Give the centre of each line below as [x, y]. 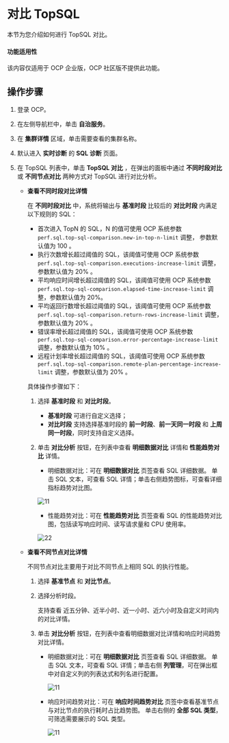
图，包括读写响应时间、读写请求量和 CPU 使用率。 [119, 524]
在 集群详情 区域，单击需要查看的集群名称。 [79, 139]
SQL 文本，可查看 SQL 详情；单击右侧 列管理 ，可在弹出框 [137, 665]
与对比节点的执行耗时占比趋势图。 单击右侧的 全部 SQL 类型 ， [135, 710]
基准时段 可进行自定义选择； [87, 415]
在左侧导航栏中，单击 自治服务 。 [63, 123]
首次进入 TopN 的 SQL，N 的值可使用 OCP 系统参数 [110, 228]
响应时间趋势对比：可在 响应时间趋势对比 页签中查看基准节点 [133, 701]
